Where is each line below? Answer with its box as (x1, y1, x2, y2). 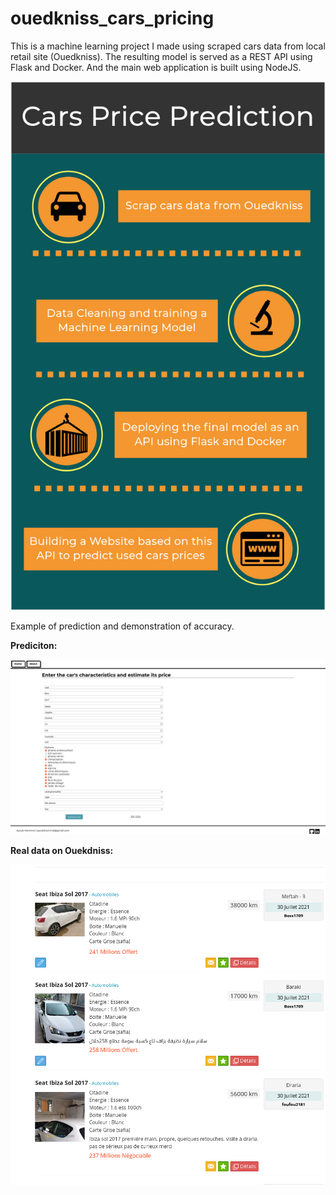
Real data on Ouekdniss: (10, 844, 114, 856)
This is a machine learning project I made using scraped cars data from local (10, 40, 326, 52)
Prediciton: (10, 639, 58, 651)
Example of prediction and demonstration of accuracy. (10, 620, 235, 632)
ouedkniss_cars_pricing (10, 7, 215, 30)
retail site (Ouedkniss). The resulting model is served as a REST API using (10, 50, 313, 62)
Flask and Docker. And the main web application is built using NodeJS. (10, 61, 302, 73)
